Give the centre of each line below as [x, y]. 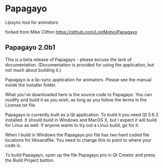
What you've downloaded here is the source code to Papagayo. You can [79, 94]
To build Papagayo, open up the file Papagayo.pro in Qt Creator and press [80, 155]
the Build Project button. [30, 160]
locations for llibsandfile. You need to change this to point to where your [78, 140]
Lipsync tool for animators [32, 22]
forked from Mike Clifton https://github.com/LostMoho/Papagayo [71, 32]
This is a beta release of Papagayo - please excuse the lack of [68, 59]
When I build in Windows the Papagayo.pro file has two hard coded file [77, 135]
